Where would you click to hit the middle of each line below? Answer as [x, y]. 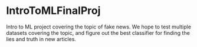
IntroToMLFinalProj [53, 11]
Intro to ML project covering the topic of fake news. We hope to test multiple [99, 27]
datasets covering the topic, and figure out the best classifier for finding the [98, 32]
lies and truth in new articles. [41, 39]
